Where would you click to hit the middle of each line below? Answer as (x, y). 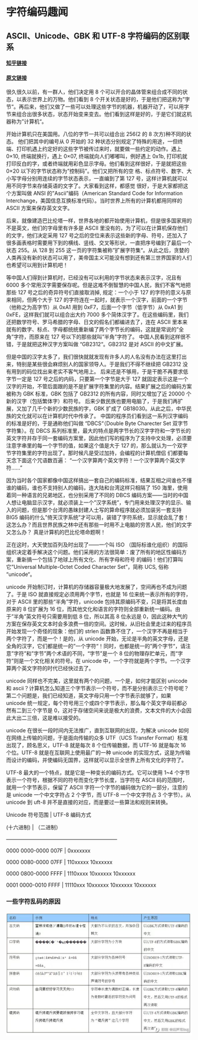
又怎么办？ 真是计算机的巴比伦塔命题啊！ (56, 532)
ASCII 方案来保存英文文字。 (39, 208)
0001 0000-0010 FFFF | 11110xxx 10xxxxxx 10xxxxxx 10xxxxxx (81, 885)
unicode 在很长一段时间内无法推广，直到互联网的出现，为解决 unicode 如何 (98, 730)
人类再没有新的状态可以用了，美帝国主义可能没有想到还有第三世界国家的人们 (99, 257)
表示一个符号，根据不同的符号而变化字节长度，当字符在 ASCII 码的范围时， (97, 780)
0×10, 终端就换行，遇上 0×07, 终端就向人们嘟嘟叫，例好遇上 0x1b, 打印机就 (97, 156)
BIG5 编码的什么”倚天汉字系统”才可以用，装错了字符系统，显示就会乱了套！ (98, 517)
